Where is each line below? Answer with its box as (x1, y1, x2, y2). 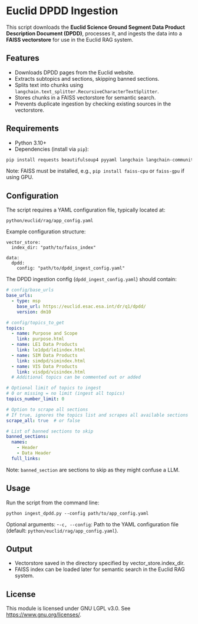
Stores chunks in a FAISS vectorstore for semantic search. (14, 94, 156, 101)
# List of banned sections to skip (6, 428, 94, 434)
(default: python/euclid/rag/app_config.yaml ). (6, 527, 119, 534)
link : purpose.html (16, 336, 65, 342)
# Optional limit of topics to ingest (6, 385, 101, 391)
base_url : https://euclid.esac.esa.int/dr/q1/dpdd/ (16, 303, 146, 309)
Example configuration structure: (6, 228, 86, 235)
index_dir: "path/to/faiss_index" (11, 245, 96, 251)
